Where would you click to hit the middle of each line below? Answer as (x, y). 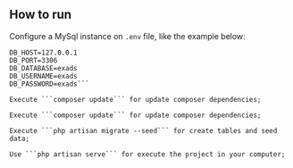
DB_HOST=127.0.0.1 (43, 53)
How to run (41, 15)
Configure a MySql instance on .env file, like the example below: (127, 36)
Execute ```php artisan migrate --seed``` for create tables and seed (143, 130)
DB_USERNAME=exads (43, 76)
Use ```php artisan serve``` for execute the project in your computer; (147, 154)
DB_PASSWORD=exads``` (50, 84)
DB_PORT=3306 (33, 60)
